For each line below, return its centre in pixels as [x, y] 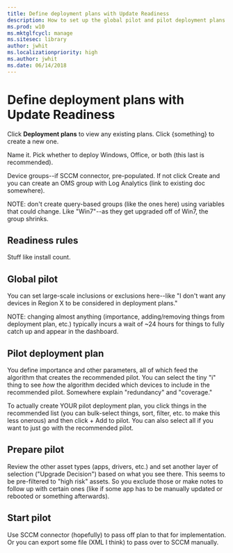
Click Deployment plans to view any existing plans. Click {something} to [111, 134]
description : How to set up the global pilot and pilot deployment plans [116, 20]
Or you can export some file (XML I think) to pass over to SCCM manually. [113, 542]
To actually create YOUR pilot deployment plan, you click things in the [107, 406]
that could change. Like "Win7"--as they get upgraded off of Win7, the [108, 211]
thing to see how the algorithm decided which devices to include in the [109, 385]
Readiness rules [43, 240]
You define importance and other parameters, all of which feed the [103, 370]
